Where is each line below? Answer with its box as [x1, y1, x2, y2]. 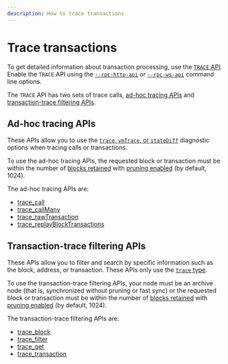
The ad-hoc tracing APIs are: [7, 185, 89, 193]
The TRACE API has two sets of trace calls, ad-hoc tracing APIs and [7, 90, 194, 99]
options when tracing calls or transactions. [7, 143, 128, 152]
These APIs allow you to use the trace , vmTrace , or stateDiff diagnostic [7, 136, 209, 145]
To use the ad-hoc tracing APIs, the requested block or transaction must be [7, 156, 221, 165]
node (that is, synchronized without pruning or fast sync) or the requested [7, 287, 217, 295]
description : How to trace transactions [7, 10, 125, 17]
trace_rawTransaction [16, 213, 79, 221]
